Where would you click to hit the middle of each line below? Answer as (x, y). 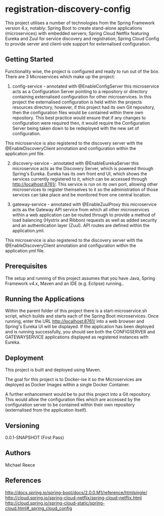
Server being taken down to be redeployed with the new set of (76, 128)
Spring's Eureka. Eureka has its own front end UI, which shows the (80, 174)
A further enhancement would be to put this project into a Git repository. (78, 394)
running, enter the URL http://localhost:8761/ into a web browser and (75, 321)
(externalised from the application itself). (46, 410)
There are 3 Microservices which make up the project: (60, 76)
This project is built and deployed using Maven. (53, 370)
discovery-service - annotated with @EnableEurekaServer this (75, 163)
